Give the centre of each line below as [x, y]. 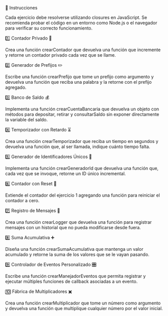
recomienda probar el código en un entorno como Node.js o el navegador [81, 23]
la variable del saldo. [27, 120]
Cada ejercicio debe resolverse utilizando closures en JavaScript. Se [76, 17]
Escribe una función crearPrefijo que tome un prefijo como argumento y [79, 77]
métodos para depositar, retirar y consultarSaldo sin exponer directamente [82, 114]
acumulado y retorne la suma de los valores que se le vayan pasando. [77, 254]
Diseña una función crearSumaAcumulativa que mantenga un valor [74, 249]
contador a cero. [22, 200]
